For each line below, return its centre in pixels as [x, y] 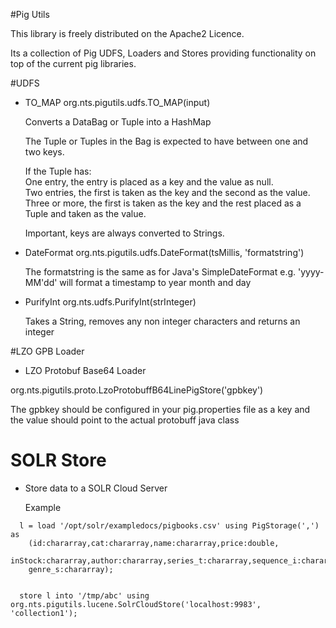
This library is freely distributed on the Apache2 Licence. [127, 33]
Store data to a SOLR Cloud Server [96, 488]
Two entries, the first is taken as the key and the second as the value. [167, 192]
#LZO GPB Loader [47, 351]
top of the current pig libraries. [73, 63]
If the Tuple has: [58, 171]
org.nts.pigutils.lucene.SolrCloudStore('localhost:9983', [136, 604]
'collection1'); [44, 613]
